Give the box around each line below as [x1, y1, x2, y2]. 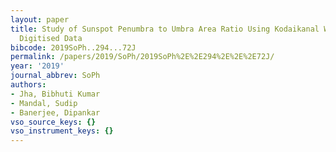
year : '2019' [10, 61, 65, 71]
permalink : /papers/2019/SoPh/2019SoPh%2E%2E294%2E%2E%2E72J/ [10, 52, 275, 62]
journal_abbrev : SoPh [10, 71, 101, 81]
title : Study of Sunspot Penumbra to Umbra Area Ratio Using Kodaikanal [10, 24, 320, 34]
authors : [10, 80, 47, 90]
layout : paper [10, 14, 70, 25]
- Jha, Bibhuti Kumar [10, 89, 101, 99]
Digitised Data [19, 33, 83, 43]
